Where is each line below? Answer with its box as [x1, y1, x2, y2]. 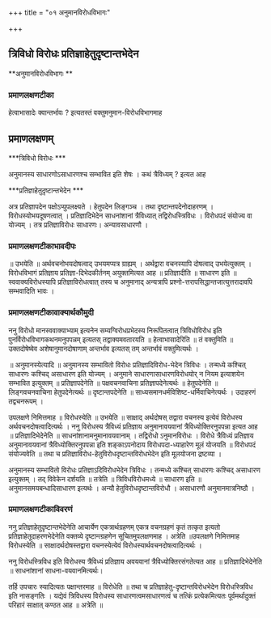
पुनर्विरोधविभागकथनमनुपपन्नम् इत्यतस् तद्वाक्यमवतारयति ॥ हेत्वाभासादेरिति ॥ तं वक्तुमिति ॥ [8, 334, 234, 344]
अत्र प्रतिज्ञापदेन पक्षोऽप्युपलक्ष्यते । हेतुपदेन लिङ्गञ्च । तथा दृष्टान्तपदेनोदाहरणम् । [8, 201, 214, 211]
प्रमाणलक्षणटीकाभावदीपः [8, 240, 77, 252]
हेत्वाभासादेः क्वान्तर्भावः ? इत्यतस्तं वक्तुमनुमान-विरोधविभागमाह [8, 108, 163, 117]
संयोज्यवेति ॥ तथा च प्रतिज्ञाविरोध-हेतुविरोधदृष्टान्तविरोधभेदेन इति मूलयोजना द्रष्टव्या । [8, 449, 222, 459]
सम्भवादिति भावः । [8, 286, 55, 296]
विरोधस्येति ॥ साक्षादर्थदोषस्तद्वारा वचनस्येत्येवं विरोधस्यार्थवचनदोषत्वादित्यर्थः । [8, 540, 202, 550]
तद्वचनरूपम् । [8, 396, 44, 406]
